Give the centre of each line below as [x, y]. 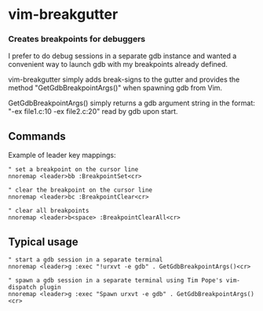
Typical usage [43, 241]
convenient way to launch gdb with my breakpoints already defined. [118, 64]
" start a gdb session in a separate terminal [86, 260]
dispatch [22, 287]
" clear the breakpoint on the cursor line [80, 190]
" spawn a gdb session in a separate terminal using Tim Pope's [115, 280]
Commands [37, 136]
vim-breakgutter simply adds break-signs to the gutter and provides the [124, 79]
